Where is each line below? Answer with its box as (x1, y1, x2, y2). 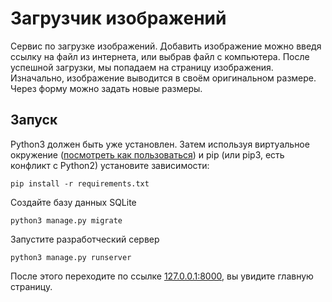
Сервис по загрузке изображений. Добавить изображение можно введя (10, 40, 322, 52)
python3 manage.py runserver (10, 252, 132, 262)
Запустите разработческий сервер (10, 233, 160, 245)
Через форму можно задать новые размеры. (10, 82, 203, 94)
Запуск (10, 112, 58, 129)
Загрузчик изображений (10, 7, 227, 30)
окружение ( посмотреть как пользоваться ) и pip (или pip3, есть (10, 148, 285, 161)
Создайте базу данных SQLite (10, 196, 137, 208)
